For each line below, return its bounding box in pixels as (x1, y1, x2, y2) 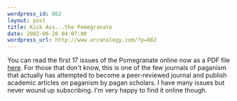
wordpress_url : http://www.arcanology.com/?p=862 (7, 37, 158, 44)
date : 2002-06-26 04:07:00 (7, 30, 87, 37)
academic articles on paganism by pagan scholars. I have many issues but (7, 78, 225, 87)
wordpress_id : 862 (7, 10, 62, 18)
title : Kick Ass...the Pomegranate (7, 23, 113, 30)
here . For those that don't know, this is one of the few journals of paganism (7, 64, 227, 72)
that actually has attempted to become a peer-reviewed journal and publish (7, 71, 227, 80)
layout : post (7, 17, 46, 24)
